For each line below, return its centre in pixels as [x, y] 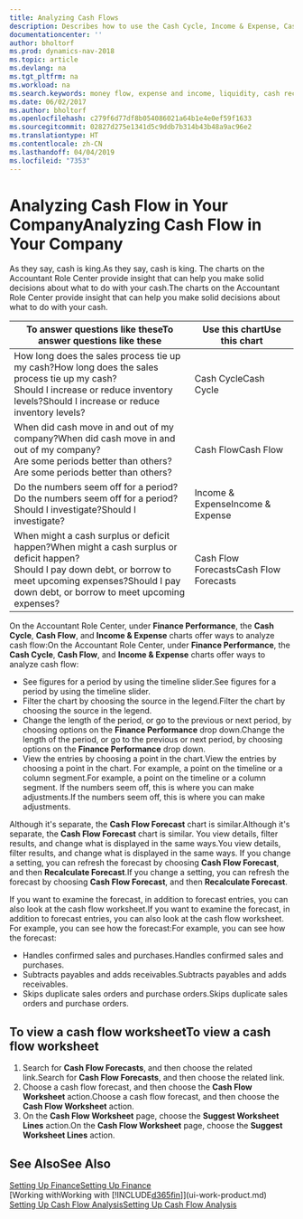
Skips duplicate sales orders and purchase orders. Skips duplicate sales [155, 994]
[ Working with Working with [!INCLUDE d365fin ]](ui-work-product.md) [138, 1195]
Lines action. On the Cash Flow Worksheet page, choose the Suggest [152, 1126]
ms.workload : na [40, 85]
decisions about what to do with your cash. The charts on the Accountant [145, 288]
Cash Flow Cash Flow [239, 450]
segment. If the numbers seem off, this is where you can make [138, 788]
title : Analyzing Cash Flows [64, 18]
